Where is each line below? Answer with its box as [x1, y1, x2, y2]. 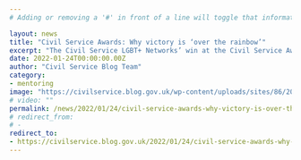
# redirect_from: [9, 113, 74, 122]
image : [9, 87, 34, 97]
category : [9, 71, 47, 80]
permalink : [9, 104, 50, 113]
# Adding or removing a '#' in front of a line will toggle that [9, 13, 258, 22]
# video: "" [9, 96, 54, 105]
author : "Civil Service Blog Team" [9, 63, 142, 72]
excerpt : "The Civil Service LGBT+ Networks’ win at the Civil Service [9, 46, 282, 55]
